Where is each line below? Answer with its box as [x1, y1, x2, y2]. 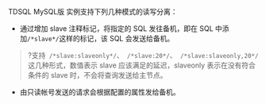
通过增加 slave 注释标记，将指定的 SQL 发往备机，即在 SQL [19, 24, 214, 33]
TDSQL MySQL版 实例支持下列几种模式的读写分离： [8, 7, 178, 16]
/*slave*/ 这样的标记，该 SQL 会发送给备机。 [26, 34, 175, 43]
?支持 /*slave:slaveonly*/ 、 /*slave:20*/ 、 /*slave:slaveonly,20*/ [27, 51, 259, 60]
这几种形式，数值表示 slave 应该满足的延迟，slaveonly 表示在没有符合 [27, 60, 256, 70]
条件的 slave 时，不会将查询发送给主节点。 [27, 71, 168, 79]
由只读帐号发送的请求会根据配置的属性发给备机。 [19, 87, 180, 97]
